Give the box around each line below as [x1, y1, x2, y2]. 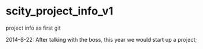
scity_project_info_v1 [5, 4, 114, 18]
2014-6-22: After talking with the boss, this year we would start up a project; [5, 36, 197, 43]
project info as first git [5, 24, 61, 31]
